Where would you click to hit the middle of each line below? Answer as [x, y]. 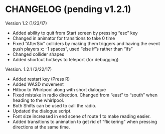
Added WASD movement [38, 84]
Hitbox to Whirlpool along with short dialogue [59, 89]
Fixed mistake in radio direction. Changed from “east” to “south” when [85, 95]
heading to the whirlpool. [38, 100]
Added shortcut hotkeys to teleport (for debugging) [65, 59]
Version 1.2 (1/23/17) [26, 23]
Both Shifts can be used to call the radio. [54, 105]
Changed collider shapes [38, 54]
